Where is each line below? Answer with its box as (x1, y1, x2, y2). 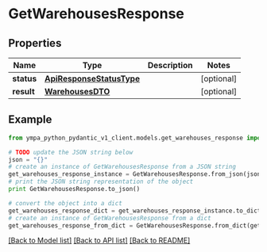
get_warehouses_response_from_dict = (8, 221, 133, 230)
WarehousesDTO (44, 86, 110, 97)
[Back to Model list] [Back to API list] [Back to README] (8, 235, 191, 246)
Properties (8, 36, 62, 50)
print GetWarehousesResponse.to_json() (8, 185, 141, 193)
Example (8, 113, 52, 127)
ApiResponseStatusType (44, 73, 141, 84)
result (12, 86, 36, 97)
